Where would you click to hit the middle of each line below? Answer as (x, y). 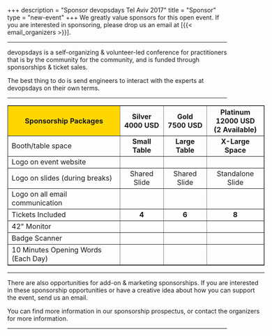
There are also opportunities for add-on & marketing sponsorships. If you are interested (133, 283)
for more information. (38, 319)
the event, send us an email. (48, 298)
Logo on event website (49, 162)
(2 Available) (235, 130)
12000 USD (235, 121)
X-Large (235, 141)
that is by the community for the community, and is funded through (104, 60)
